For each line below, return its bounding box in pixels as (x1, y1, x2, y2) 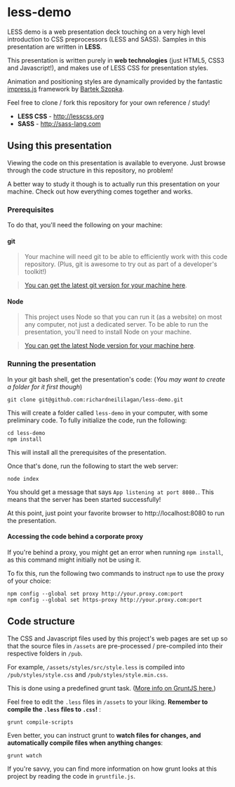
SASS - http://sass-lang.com (17, 119, 102, 127)
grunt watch (7, 752, 42, 759)
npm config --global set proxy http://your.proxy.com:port (7, 590, 184, 597)
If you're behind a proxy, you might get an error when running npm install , (7, 548, 224, 556)
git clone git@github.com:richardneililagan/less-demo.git (7, 396, 184, 403)
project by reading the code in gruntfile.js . (7, 772, 135, 780)
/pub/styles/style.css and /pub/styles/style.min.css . (7, 670, 168, 679)
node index (7, 475, 39, 482)
